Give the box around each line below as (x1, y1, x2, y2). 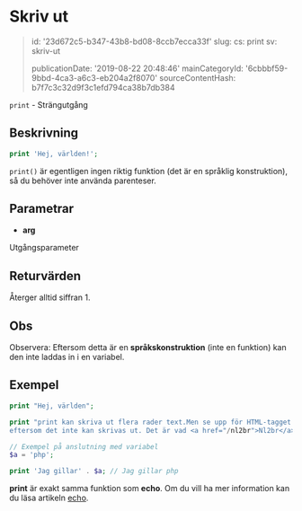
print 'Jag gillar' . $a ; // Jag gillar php (9, 467, 179, 476)
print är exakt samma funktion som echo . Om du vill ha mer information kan (9, 483, 290, 494)
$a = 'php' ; (9, 451, 54, 460)
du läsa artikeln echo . (9, 492, 89, 504)
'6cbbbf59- (245, 63, 289, 74)
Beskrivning (9, 126, 79, 141)
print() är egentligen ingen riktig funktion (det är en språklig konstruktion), (9, 165, 288, 176)
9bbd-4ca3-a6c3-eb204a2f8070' (31, 72, 158, 83)
